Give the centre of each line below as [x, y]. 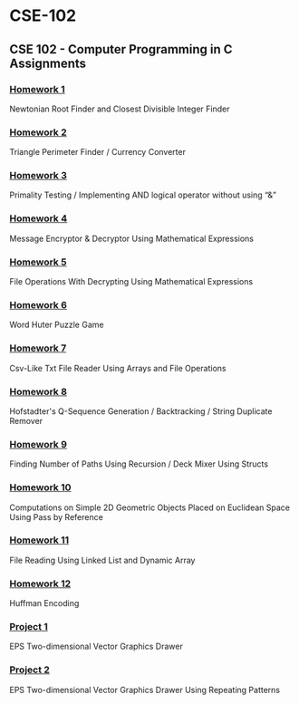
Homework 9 [39, 444]
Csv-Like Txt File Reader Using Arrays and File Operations [118, 368]
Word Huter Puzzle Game [57, 325]
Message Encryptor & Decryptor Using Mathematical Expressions [131, 238]
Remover [26, 420]
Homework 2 [39, 132]
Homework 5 [38, 262]
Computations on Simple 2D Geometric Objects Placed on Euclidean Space [150, 507]
